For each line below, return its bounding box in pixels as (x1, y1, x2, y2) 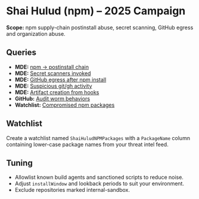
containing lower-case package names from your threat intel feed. (6, 141, 169, 148)
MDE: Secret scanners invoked (14, 70, 91, 77)
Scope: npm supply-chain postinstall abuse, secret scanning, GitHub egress (6, 24, 194, 31)
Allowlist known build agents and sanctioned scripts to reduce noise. (14, 174, 184, 181)
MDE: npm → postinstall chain (14, 63, 89, 70)
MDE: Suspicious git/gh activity (14, 82, 92, 89)
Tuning (6, 158, 33, 168)
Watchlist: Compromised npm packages (14, 101, 115, 108)
